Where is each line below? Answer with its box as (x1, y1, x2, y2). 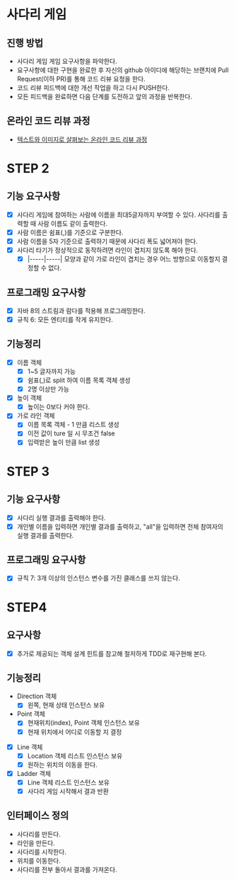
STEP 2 (6, 161, 50, 176)
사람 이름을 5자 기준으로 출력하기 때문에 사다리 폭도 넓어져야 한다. (16, 236, 199, 245)
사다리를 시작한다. (16, 847, 66, 856)
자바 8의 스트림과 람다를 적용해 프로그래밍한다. (16, 306, 146, 315)
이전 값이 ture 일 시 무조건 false (27, 429, 115, 438)
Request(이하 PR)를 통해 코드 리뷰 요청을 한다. (16, 75, 146, 83)
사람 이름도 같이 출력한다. (37, 219, 107, 227)
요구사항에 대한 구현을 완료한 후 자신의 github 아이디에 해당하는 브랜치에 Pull (16, 66, 229, 74)
